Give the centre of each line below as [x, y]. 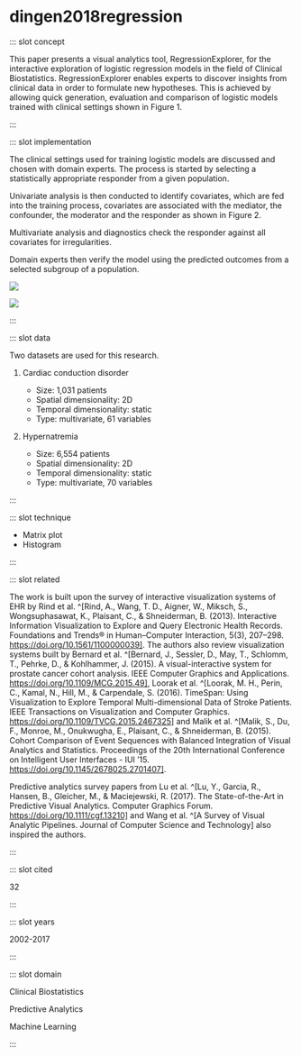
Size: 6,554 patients [73, 453]
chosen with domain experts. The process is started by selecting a [133, 168]
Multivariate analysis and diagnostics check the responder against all [137, 232]
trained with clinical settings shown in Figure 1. [96, 106]
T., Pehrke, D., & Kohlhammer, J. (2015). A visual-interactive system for [141, 663]
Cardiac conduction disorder [75, 372]
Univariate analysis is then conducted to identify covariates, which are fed [147, 196]
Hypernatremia [50, 436]
